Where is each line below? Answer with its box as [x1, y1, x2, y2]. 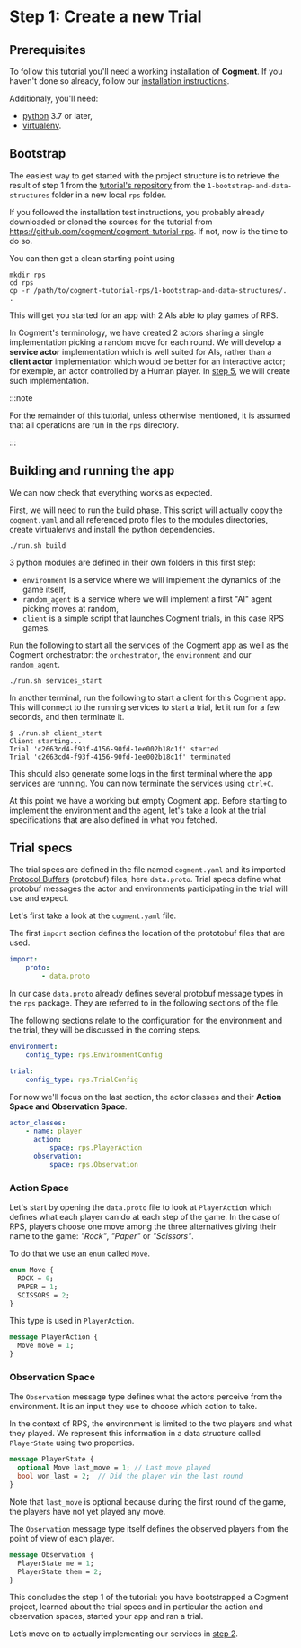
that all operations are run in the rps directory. [9, 419, 180, 430]
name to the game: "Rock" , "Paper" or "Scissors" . [9, 1231, 195, 1242]
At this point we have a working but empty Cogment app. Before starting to [9, 795, 288, 806]
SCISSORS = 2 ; [17, 1290, 70, 1299]
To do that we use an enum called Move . [9, 1248, 151, 1259]
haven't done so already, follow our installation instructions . [9, 76, 230, 86]
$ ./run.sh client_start [9, 728, 102, 738]
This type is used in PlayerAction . [9, 1316, 135, 1326]
